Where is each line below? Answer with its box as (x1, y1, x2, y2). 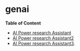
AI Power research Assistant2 (12, 35, 74, 41)
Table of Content (5, 20, 41, 26)
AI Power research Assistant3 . (12, 40, 75, 46)
